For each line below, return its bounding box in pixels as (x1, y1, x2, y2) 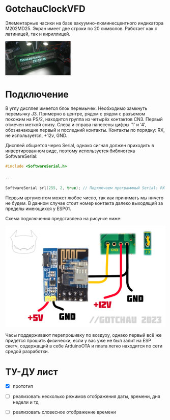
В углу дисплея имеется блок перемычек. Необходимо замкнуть (5, 105, 148, 111)
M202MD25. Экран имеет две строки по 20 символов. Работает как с (5, 25, 158, 31)
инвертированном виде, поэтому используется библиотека (5, 148, 135, 154)
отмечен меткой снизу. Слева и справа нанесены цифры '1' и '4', (5, 122, 147, 128)
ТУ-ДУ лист (5, 366, 58, 378)
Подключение (5, 88, 69, 100)
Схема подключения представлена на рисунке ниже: (5, 215, 122, 221)
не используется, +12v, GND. (5, 132, 68, 138)
